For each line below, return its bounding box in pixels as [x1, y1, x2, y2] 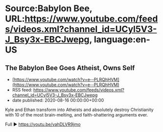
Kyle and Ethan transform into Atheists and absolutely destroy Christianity [5, 107, 154, 113]
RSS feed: [12, 87, 33, 93]
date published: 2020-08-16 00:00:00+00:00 [12, 97, 104, 103]
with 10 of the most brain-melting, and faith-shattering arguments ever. [5, 112, 148, 117]
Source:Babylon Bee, [5, 3, 93, 14]
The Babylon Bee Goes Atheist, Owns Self [5, 64, 135, 72]
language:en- [93, 34, 150, 45]
